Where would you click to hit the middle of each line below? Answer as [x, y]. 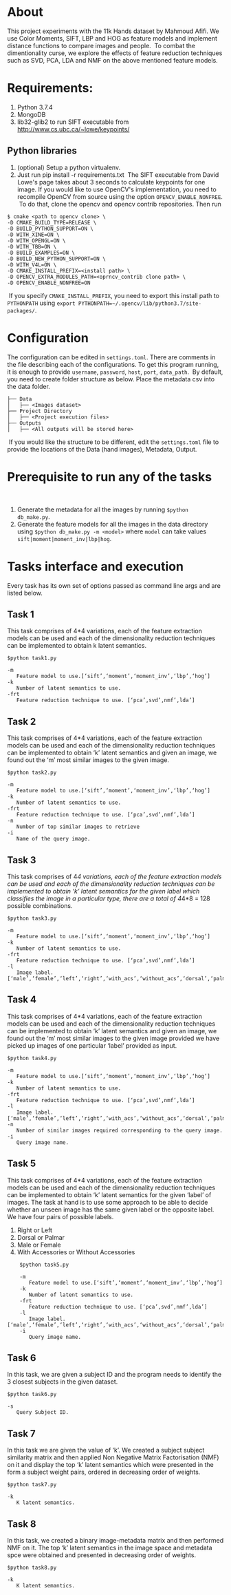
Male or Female [39, 1245]
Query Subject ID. [43, 1413]
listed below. [25, 593]
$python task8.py [32, 1567]
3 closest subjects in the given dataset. [63, 1382]
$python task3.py [32, 918]
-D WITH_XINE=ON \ [33, 235]
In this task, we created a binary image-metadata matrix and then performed [115, 1540]
